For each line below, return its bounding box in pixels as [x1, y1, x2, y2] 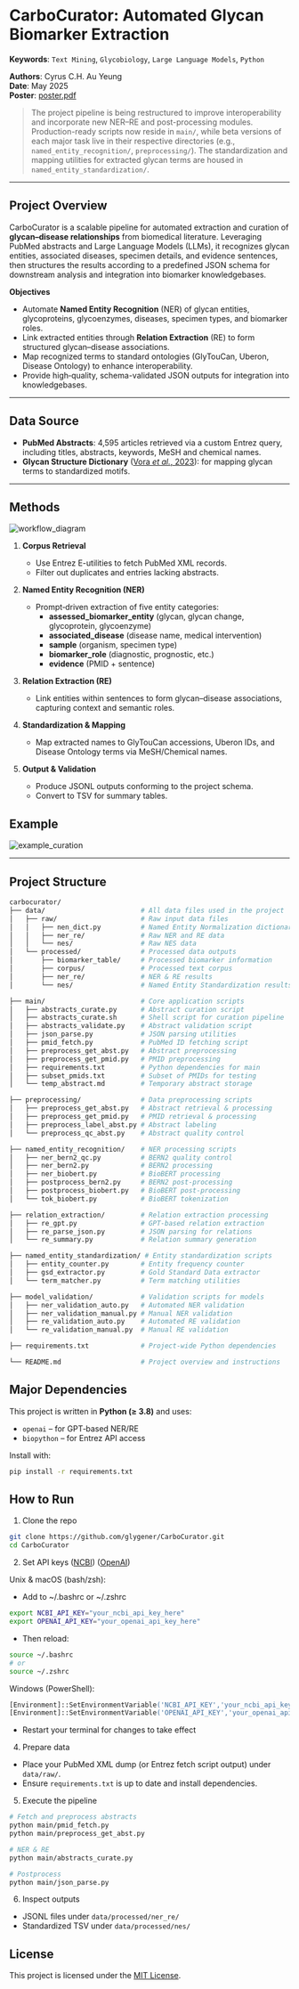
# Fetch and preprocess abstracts [9, 1813, 138, 1822]
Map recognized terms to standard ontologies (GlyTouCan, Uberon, [21, 351, 270, 362]
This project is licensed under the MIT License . [9, 1970, 182, 1981]
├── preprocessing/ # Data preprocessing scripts [9, 1096, 253, 1105]
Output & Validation [21, 763, 96, 775]
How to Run [9, 1491, 75, 1506]
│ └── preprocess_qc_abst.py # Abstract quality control [9, 1129, 245, 1137]
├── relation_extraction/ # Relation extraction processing [9, 1211, 269, 1219]
